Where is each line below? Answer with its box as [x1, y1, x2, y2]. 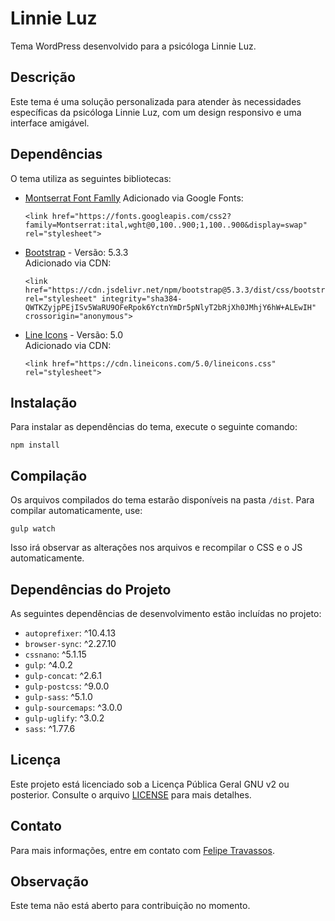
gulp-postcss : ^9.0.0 [24, 680, 110, 692]
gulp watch [10, 524, 56, 534]
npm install [10, 440, 60, 451]
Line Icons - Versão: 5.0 [24, 328, 124, 341]
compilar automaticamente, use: [10, 505, 143, 517]
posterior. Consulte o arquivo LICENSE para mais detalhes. [10, 788, 252, 801]
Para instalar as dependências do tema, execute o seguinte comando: [10, 421, 298, 433]
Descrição [10, 69, 76, 86]
